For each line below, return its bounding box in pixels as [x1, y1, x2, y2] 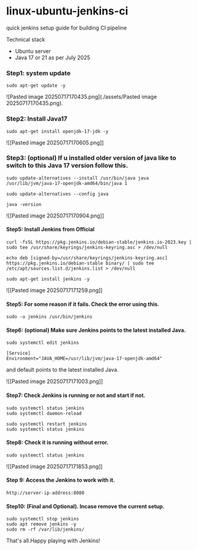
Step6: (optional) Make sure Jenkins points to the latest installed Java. [6, 327, 186, 334]
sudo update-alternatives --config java [6, 191, 109, 197]
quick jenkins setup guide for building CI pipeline [6, 24, 127, 31]
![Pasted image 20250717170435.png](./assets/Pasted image [6, 93, 157, 101]
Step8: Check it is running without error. [6, 439, 109, 446]
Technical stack [6, 36, 45, 43]
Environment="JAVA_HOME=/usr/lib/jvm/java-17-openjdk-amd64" [6, 355, 163, 362]
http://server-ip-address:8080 [6, 490, 85, 496]
